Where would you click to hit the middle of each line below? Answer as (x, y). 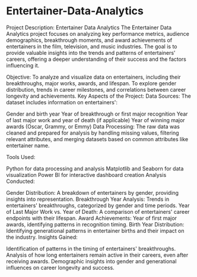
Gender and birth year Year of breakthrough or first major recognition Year (97, 114)
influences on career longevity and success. (60, 267)
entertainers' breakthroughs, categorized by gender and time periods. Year (98, 205)
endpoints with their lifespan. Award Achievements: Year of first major (91, 218)
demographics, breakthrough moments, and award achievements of (89, 40)
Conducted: (20, 181)
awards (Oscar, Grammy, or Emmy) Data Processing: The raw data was (93, 126)
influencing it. (23, 65)
